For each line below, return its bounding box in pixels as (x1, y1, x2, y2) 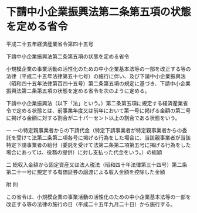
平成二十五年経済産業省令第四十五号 (6, 40, 94, 47)
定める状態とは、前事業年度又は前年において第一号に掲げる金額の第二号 (16, 106, 191, 114)
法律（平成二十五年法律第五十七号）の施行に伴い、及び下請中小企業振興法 (6, 73, 186, 80)
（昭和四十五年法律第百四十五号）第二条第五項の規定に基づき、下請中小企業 (6, 80, 191, 87)
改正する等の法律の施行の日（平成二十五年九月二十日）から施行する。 (6, 200, 176, 208)
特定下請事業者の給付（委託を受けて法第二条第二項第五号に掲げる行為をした (6, 141, 191, 148)
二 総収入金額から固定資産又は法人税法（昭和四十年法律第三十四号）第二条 (6, 161, 188, 168)
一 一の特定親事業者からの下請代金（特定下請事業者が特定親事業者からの (6, 126, 182, 133)
